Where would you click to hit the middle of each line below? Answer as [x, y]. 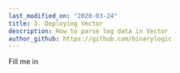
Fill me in [24, 62]
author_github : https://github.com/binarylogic [90, 39]
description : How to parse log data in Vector [88, 31]
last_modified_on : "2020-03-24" [63, 16]
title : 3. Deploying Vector [56, 24]
